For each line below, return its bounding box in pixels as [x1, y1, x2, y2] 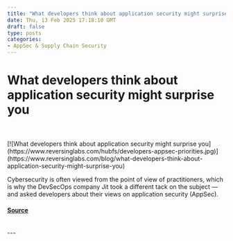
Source [7, 206, 29, 214]
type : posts [7, 29, 42, 37]
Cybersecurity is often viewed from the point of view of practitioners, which [7, 175, 224, 183]
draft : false [7, 23, 45, 30]
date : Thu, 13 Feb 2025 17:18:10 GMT [7, 17, 116, 24]
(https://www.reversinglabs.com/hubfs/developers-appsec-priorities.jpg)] [7, 147, 218, 155]
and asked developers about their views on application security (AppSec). [7, 190, 218, 198]
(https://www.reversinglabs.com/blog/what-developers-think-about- [7, 154, 203, 163]
